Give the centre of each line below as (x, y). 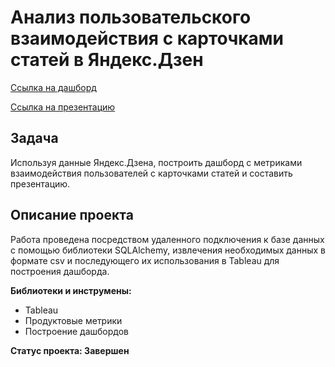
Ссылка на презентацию (63, 107)
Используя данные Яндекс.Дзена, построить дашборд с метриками (156, 162)
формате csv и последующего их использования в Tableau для (145, 260)
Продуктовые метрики (73, 320)
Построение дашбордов (77, 331)
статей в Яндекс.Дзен (107, 60)
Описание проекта (72, 215)
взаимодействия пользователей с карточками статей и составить (151, 173)
